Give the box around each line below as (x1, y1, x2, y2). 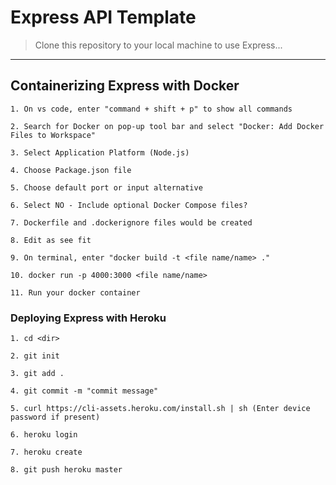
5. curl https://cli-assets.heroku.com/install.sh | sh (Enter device (10, 404, 311, 414)
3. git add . (10, 369, 65, 379)
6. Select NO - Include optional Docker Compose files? (10, 200, 248, 210)
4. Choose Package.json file (10, 165, 132, 175)
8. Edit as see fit (10, 235, 92, 245)
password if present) (10, 412, 101, 423)
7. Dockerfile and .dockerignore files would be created (10, 217, 253, 228)
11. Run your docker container (10, 287, 141, 298)
